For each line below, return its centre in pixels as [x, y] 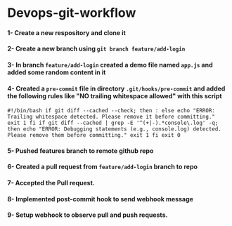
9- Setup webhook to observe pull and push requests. [88, 215]
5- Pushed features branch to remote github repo [80, 151]
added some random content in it [57, 72]
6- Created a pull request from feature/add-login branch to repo [103, 167]
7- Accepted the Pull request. [51, 182]
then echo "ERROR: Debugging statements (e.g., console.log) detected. [114, 129]
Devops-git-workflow [72, 13]
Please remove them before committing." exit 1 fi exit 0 [94, 135]
